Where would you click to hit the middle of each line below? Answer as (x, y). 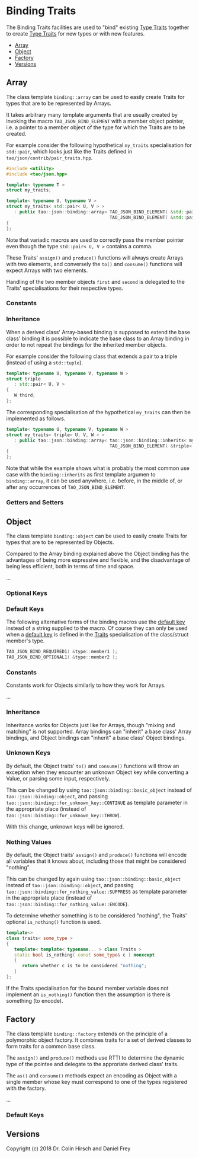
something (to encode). (35, 1000)
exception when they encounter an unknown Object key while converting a (97, 772)
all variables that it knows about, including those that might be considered (96, 861)
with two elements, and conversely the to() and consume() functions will (94, 264)
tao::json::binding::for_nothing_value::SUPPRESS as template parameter (97, 892)
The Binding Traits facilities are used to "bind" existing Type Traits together (98, 27)
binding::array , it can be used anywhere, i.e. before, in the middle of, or (94, 481)
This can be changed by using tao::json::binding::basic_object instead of (99, 790)
